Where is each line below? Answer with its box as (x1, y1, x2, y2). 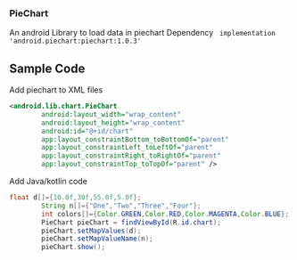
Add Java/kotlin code (9, 176, 87, 187)
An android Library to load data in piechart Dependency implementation (9, 28, 276, 38)
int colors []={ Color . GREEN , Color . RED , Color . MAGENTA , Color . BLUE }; (41, 209, 290, 218)
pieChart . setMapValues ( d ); (41, 226, 142, 235)
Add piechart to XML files (9, 85, 103, 95)
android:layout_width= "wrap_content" (41, 110, 181, 118)
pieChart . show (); (41, 243, 105, 252)
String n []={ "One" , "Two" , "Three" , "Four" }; (41, 201, 202, 210)
